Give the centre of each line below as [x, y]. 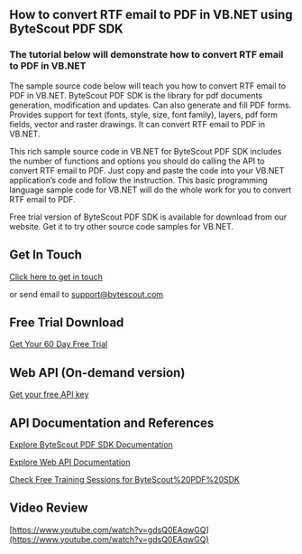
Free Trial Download [67, 322]
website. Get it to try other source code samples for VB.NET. [122, 226]
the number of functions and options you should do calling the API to [137, 161]
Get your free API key [49, 394]
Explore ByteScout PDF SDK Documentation [91, 444]
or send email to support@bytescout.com [87, 294]
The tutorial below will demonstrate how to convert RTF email [146, 55]
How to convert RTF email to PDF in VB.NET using [151, 15]
